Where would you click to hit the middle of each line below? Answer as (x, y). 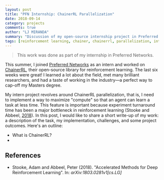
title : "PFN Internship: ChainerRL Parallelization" (60, 14)
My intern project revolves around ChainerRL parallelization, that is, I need (80, 94)
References (23, 155)
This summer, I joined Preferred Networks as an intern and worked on (75, 64)
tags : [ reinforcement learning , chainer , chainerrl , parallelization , (78, 41)
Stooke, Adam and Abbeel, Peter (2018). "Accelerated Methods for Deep (85, 167)
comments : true (20, 28)
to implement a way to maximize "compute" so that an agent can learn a (78, 100)
